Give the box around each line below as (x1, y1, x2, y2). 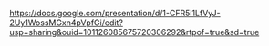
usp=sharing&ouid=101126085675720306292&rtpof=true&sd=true (9, 27, 260, 37)
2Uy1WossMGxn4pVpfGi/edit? (9, 17, 123, 28)
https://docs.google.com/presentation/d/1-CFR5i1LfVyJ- (9, 8, 221, 18)
